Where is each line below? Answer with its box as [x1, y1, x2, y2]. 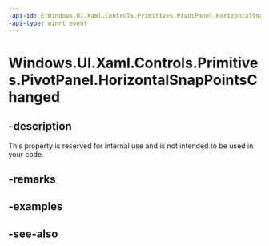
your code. [8, 149, 44, 159]
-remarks [8, 172, 56, 186]
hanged [8, 87, 61, 106]
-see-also [8, 227, 58, 240]
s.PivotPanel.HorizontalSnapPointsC [8, 71, 258, 89]
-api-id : [8, 11, 38, 20]
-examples [8, 200, 63, 213]
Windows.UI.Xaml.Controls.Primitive [8, 54, 259, 72]
